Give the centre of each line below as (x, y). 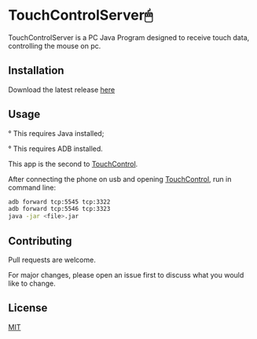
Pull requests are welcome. (52, 260)
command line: (32, 187)
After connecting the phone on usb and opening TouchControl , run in (120, 179)
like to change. (32, 283)
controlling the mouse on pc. (55, 46)
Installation (36, 70)
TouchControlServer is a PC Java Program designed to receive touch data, (129, 37)
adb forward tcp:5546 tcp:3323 (59, 209)
